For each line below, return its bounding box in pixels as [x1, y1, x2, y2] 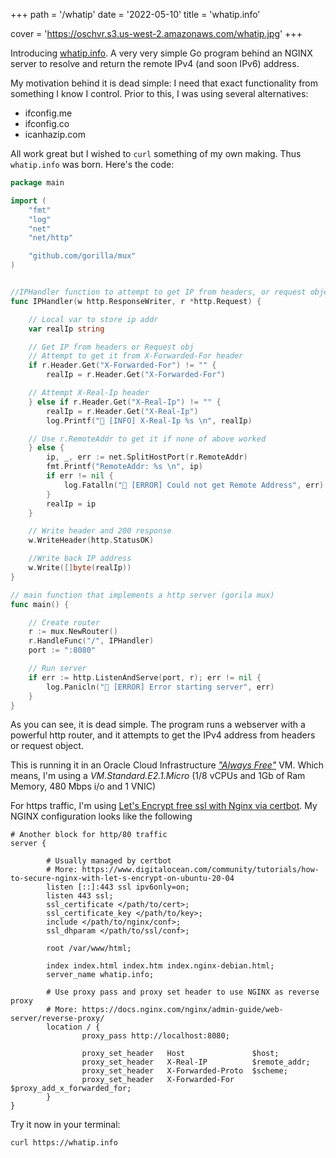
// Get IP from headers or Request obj [28, 342, 195, 352]
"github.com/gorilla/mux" [28, 251, 137, 261]
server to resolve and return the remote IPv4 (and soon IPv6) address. [10, 58, 300, 69]
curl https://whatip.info [10, 1138, 118, 1148]
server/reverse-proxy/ [10, 1014, 105, 1024]
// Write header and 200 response [28, 526, 172, 536]
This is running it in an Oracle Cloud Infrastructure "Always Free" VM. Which [10, 759, 325, 771]
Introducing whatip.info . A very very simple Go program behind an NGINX [10, 47, 313, 59]
